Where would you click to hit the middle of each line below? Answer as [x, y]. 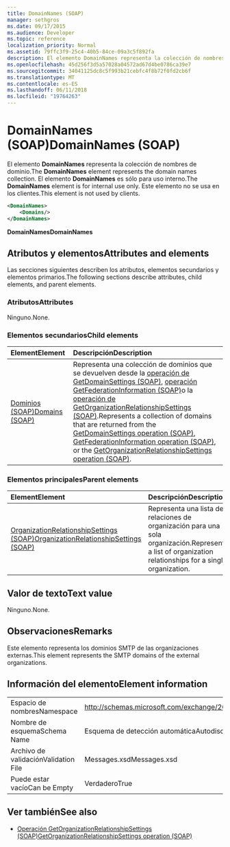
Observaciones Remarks [60, 632]
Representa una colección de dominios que [142, 364]
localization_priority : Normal [52, 45]
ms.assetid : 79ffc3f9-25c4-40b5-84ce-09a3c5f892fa [81, 52]
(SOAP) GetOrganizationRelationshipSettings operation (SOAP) [105, 836]
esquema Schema [39, 731]
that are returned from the [115, 425]
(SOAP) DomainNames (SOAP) [94, 145]
